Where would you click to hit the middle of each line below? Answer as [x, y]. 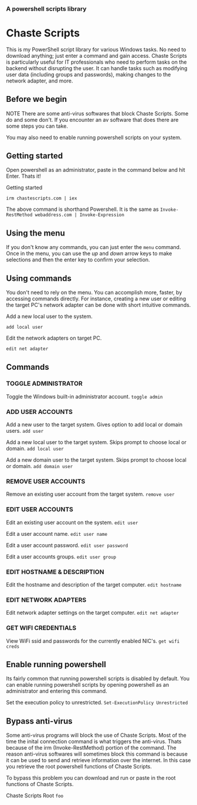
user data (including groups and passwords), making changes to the [89, 74]
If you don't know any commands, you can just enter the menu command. [94, 247]
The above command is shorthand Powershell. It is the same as [83, 209]
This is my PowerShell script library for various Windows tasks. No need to [96, 49]
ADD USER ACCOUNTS [40, 412]
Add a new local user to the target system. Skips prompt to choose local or [96, 442]
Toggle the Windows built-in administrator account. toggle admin [84, 396]
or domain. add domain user [40, 466]
